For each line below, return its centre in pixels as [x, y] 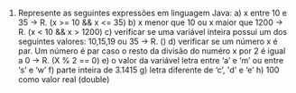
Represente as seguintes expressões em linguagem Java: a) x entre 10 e [152, 13]
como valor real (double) [64, 79]
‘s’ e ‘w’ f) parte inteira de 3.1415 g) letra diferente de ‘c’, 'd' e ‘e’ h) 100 [148, 70]
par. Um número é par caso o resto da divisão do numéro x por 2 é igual [152, 51]
